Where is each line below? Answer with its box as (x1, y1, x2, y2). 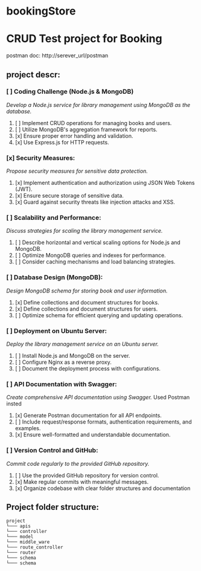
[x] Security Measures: (6, 153, 75, 162)
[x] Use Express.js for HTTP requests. (14, 138, 110, 146)
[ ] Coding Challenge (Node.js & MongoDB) (6, 88, 134, 96)
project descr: (6, 69, 60, 80)
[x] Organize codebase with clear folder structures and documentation (14, 485, 191, 492)
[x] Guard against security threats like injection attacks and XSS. (14, 198, 175, 206)
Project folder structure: (6, 502, 100, 512)
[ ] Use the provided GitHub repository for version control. (14, 471, 159, 479)
